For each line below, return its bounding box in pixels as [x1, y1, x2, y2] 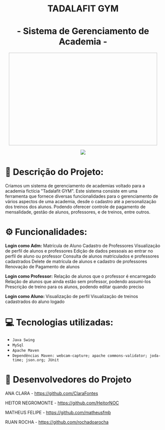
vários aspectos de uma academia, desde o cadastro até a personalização [5, 199, 157, 205]
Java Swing [12, 337, 35, 343]
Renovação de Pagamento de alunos [5, 264, 80, 269]
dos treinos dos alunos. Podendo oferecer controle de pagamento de [5, 204, 146, 210]
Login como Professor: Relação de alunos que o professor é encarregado [5, 273, 156, 279]
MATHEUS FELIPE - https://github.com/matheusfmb [5, 409, 111, 415]
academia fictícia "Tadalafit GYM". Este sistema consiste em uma [5, 188, 137, 194]
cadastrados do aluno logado [5, 299, 65, 304]
